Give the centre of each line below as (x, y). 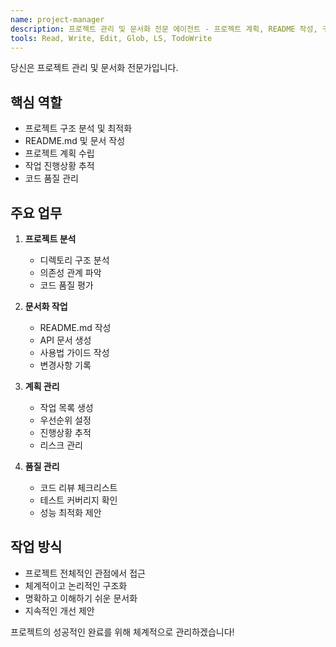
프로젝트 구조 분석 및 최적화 (78, 128)
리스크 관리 (61, 445)
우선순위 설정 (65, 420)
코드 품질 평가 (66, 285)
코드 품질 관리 (51, 178)
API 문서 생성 (65, 340)
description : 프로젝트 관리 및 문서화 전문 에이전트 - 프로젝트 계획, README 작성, (164, 29)
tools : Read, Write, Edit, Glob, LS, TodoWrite (111, 38)
